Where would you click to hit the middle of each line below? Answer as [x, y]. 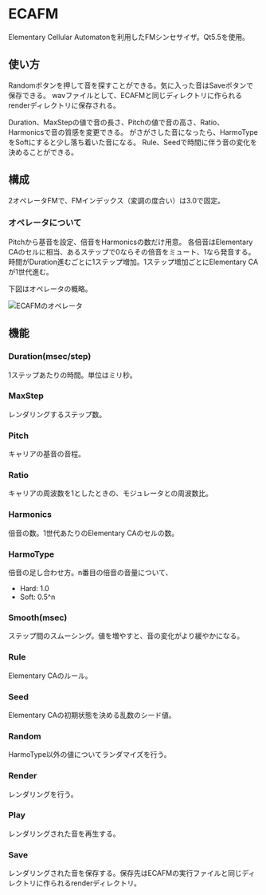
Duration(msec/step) [50, 357]
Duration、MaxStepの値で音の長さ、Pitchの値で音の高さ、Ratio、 [116, 122]
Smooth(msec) [38, 617]
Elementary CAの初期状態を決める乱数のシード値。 [92, 715]
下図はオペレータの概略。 [50, 289]
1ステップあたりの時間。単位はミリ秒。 [72, 375]
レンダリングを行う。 [43, 794]
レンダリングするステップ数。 [57, 414]
